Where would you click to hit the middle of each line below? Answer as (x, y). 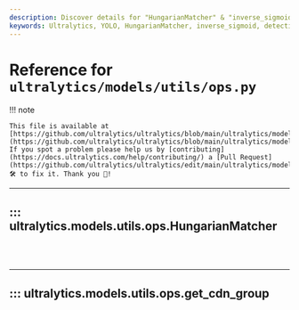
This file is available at (59, 126)
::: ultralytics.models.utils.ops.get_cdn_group (139, 294)
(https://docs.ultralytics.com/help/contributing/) (107, 158)
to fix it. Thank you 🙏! (65, 175)
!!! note (22, 110)
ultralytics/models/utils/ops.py (133, 87)
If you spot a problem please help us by (87, 150)
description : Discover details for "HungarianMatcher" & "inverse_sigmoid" (153, 17)
